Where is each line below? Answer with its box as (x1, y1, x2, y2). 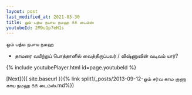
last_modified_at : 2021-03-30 (6, 14, 80, 20)
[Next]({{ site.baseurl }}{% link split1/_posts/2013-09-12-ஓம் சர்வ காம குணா (6, 75, 187, 82)
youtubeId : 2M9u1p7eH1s (6, 24, 65, 31)
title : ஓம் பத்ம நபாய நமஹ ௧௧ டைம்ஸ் (6, 19, 94, 25)
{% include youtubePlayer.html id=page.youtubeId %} (6, 64, 137, 71)
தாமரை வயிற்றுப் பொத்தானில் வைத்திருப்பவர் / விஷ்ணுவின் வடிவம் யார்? (14, 52, 178, 59)
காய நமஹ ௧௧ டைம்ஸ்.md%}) (6, 82, 75, 89)
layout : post (6, 8, 38, 15)
